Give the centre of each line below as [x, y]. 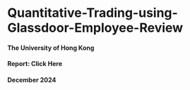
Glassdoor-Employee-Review [95, 28]
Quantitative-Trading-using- [93, 13]
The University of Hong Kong [51, 48]
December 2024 [32, 79]
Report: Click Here [35, 64]
